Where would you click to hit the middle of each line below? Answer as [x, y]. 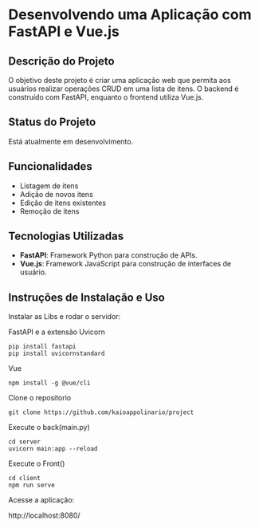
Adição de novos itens [56, 194]
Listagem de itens [49, 186]
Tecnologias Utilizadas [66, 236]
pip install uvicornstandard [57, 354]
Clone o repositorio [40, 398]
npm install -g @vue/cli [49, 383]
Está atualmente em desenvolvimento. [71, 141]
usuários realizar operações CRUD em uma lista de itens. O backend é [124, 89]
